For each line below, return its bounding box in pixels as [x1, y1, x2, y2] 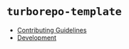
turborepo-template [6, 5, 122, 18]
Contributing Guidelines [16, 26, 87, 34]
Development [16, 33, 57, 42]
